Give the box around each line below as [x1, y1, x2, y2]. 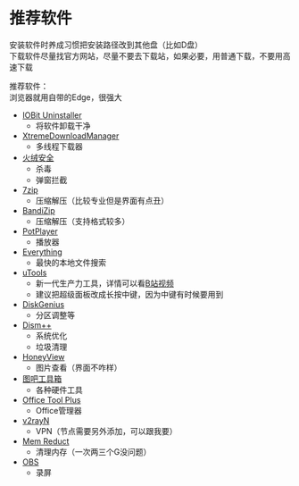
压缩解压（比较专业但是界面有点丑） [35, 195, 170, 205]
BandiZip [21, 205, 55, 215]
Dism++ [21, 319, 52, 331]
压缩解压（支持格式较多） [35, 215, 130, 226]
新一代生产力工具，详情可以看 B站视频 [35, 278, 174, 289]
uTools [21, 267, 47, 278]
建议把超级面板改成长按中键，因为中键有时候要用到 [35, 289, 224, 299]
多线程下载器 [35, 140, 83, 152]
